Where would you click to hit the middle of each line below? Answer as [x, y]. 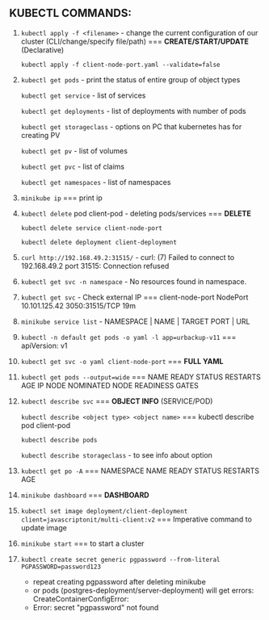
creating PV [40, 135]
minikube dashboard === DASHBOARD [85, 495]
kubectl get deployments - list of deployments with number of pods [133, 111]
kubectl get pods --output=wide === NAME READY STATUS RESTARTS [141, 377]
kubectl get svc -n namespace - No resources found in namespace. [134, 281]
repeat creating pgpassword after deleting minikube [120, 581]
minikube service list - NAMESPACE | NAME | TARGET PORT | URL [135, 321]
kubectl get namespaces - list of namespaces [96, 182]
